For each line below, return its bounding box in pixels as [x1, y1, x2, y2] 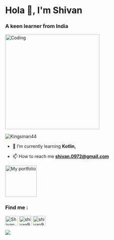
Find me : [5, 204, 29, 211]
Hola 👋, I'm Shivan [5, 5, 83, 16]
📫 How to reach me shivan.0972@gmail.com [12, 153, 109, 159]
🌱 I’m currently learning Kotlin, [12, 143, 76, 149]
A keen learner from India [5, 23, 69, 30]
